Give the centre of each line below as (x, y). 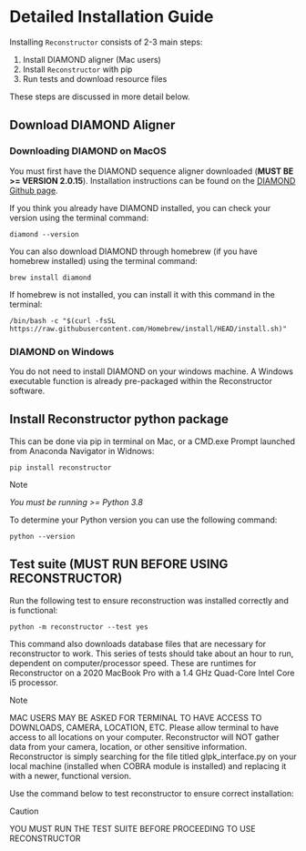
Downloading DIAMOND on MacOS (88, 151)
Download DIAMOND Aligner (92, 125)
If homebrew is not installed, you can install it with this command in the (142, 294)
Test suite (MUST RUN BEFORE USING (119, 565)
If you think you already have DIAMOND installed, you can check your (140, 208)
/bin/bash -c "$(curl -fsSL (63, 320)
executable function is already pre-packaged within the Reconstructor (141, 380)
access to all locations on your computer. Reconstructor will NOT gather (144, 737)
